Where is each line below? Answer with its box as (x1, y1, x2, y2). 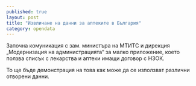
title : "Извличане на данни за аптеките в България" (6, 20, 142, 26)
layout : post (6, 14, 39, 20)
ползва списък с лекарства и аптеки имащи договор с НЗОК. (6, 55, 165, 62)
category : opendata (6, 25, 55, 32)
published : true (6, 8, 47, 15)
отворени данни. (6, 73, 49, 80)
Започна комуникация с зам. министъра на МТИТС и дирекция (6, 42, 170, 49)
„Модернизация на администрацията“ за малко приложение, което (6, 49, 180, 56)
